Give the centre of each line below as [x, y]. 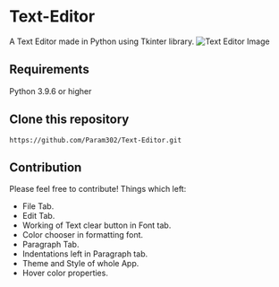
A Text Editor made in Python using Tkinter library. [102, 41]
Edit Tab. [38, 216]
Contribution [46, 167]
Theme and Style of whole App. [80, 264]
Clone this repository [69, 120]
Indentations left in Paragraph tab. [85, 254]
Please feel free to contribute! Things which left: [98, 189]
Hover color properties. [65, 273]
